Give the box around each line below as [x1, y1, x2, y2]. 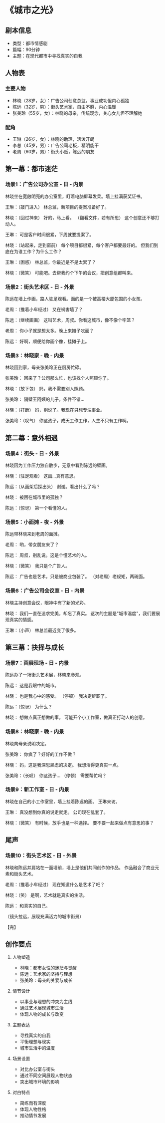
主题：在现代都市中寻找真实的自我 [12, 53, 83, 59]
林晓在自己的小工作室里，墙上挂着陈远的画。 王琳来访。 [5, 798, 120, 804]
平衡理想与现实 [19, 1039, 51, 1045]
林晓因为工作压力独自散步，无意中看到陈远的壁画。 [5, 462, 110, 468]
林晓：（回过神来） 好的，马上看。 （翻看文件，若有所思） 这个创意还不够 [5, 214, 156, 220]
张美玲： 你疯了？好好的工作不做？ [5, 751, 76, 757]
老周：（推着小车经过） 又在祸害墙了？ [5, 306, 83, 312]
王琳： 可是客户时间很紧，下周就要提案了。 [5, 231, 94, 237]
